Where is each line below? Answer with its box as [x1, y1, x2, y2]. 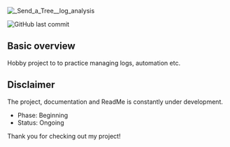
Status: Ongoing [17, 118, 64, 127]
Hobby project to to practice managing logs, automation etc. [7, 59, 180, 67]
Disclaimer [7, 79, 55, 91]
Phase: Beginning [17, 111, 69, 119]
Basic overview [7, 40, 76, 52]
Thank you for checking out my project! [7, 132, 121, 140]
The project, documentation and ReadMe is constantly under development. [7, 98, 224, 106]
